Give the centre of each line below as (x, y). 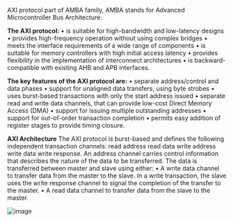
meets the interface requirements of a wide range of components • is (107, 45)
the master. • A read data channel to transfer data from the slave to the (109, 190)
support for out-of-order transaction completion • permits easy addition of (114, 118)
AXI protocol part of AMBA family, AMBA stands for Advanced (96, 10)
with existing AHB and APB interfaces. (95, 68)
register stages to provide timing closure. (66, 125)
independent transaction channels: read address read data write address (112, 146)
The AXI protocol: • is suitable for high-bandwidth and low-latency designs (116, 31)
